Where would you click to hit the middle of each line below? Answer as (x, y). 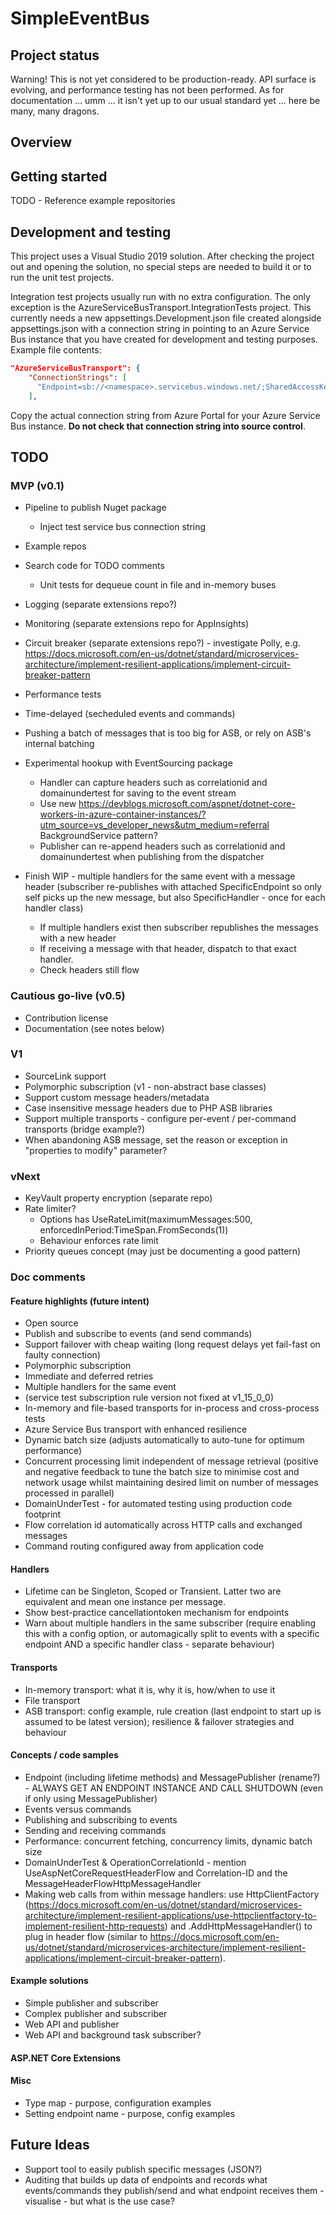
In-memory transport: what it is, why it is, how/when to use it (150, 1689)
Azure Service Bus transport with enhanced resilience (136, 1429)
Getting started (59, 176)
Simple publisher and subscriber (91, 2003)
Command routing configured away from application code (144, 1546)
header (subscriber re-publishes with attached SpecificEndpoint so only (173, 887)
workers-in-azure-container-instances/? (123, 814)
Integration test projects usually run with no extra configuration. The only (160, 297)
